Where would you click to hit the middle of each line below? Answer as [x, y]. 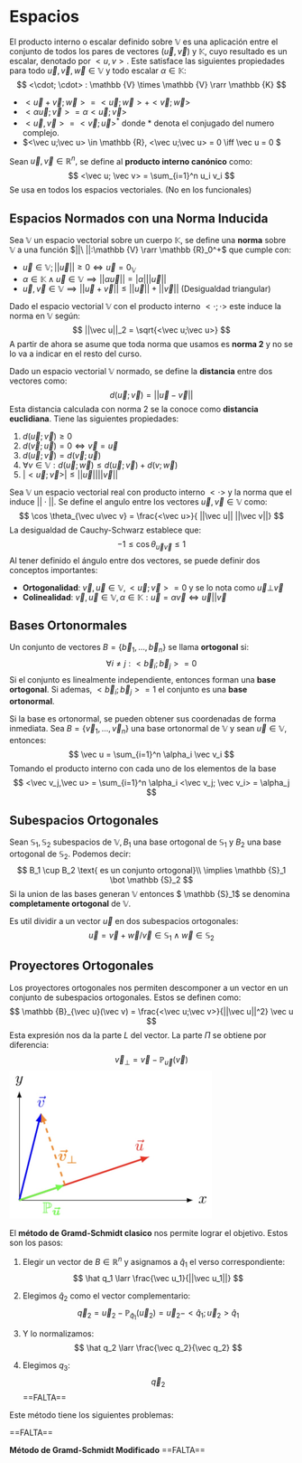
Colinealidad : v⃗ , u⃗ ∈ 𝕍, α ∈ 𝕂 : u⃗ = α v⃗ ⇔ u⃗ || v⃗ [124, 597]
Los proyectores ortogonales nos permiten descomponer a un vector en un [149, 987]
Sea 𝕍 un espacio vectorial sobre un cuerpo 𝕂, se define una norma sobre [148, 241]
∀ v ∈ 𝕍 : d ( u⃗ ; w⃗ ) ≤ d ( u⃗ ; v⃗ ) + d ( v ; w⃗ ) [100, 465]
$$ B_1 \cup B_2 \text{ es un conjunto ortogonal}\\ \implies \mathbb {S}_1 [151, 871]
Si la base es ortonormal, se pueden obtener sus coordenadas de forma [143, 718]
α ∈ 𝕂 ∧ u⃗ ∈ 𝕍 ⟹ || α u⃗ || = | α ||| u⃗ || [94, 278]
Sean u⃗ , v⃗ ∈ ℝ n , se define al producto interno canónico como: [131, 160]
